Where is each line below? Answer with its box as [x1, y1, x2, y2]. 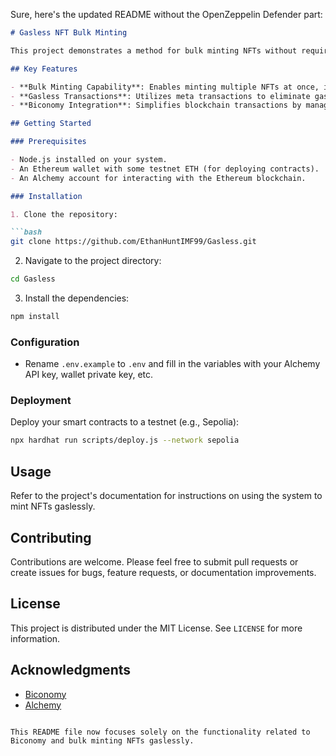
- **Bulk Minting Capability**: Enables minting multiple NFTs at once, [10, 82, 320, 92]
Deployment [10, 394, 72, 408]
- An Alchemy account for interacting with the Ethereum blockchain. [10, 173, 307, 183]
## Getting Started [10, 119, 92, 129]
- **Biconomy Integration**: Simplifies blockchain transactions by [10, 100, 302, 111]
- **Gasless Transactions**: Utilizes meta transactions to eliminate [10, 91, 311, 101]
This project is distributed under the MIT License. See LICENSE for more [10, 622, 303, 634]
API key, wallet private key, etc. [24, 369, 154, 381]
